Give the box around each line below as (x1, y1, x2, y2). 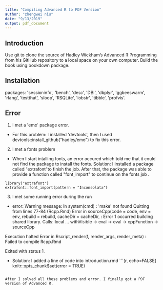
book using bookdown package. (5, 62, 70, 69)
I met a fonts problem (12, 146, 55, 152)
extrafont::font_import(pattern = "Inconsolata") (5, 185, 108, 190)
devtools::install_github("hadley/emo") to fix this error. (12, 137, 121, 143)
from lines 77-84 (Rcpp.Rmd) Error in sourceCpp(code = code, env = (12, 208, 151, 214)
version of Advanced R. (5, 281, 54, 286)
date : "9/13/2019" (5, 16, 42, 21)
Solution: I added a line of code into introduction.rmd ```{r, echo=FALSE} (12, 258, 157, 264)
